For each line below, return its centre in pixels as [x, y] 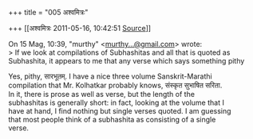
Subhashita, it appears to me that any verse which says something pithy [126, 61]
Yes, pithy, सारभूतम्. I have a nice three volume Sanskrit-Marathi [111, 76]
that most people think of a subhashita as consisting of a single [112, 120]
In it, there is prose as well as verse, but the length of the [102, 94]
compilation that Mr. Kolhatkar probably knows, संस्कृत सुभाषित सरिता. [115, 85]
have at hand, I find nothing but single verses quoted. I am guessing [120, 111]
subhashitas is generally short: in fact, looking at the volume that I [117, 102]
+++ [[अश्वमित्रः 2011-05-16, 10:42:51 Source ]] [80, 28]
